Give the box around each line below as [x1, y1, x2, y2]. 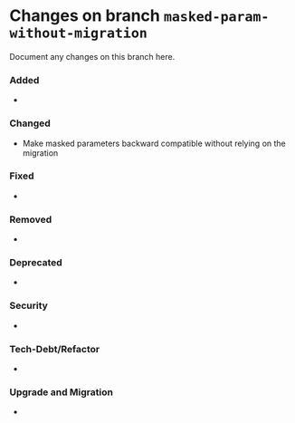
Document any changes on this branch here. [9, 51, 176, 62]
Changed [9, 117, 52, 130]
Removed [9, 213, 52, 226]
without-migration [9, 24, 147, 42]
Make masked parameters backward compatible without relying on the [22, 138, 287, 149]
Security [9, 300, 48, 312]
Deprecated [9, 256, 63, 269]
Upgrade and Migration [9, 386, 113, 399]
